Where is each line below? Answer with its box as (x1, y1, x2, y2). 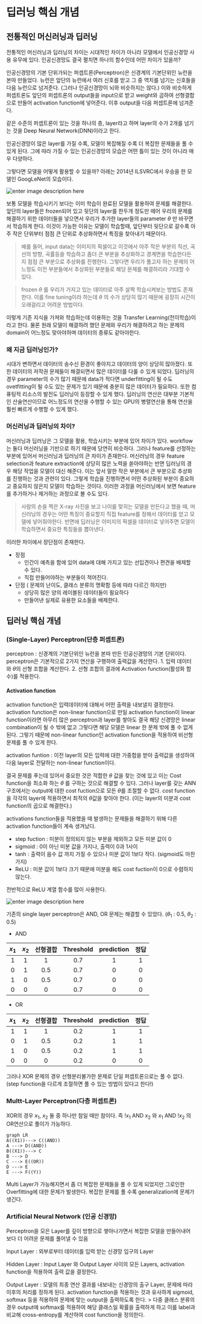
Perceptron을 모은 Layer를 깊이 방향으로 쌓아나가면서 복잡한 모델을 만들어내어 (6, 1227, 191, 1235)
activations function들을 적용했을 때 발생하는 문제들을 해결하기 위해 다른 (6, 815, 178, 822)
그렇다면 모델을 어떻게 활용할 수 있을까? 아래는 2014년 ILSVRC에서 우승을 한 (6, 168, 186, 175)
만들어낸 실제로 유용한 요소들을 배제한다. (24, 596, 119, 604)
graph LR (6, 1133, 28, 1139)
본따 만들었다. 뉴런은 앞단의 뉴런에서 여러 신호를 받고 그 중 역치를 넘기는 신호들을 (6, 77, 196, 83)
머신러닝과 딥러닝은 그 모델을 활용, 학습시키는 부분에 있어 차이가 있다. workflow (6, 437, 193, 444)
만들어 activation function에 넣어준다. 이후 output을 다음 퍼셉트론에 (17, 99, 178, 106)
